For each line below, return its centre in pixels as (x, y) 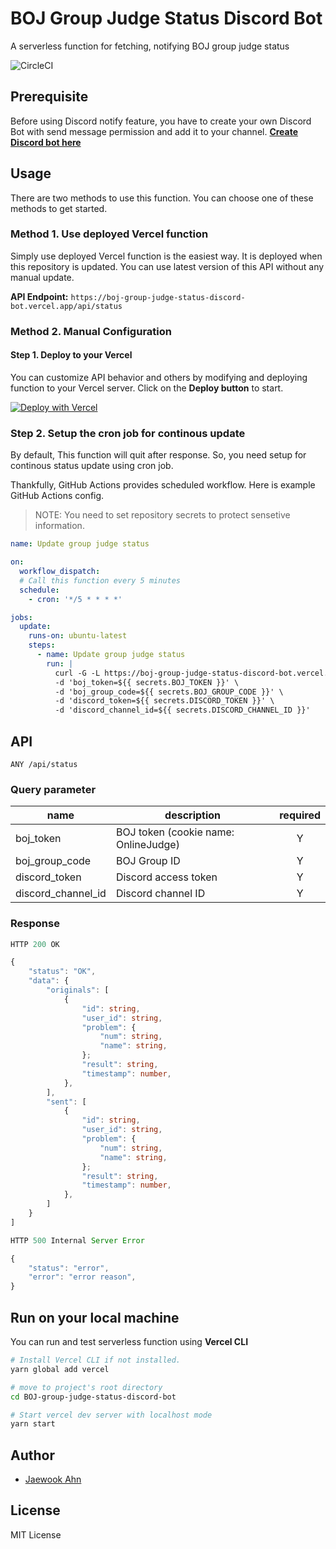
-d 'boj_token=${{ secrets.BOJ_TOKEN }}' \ (147, 682)
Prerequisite (49, 97)
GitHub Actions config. (57, 496)
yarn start (33, 1424)
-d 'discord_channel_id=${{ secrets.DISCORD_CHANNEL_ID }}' (182, 710)
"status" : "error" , (69, 1268)
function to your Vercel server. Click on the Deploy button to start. (147, 388)
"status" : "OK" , (62, 972)
